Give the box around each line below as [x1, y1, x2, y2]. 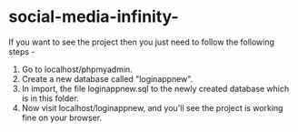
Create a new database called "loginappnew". [21, 73, 194, 84]
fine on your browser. [21, 112, 103, 123]
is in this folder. [21, 93, 79, 104]
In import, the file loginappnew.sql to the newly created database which [21, 83, 290, 94]
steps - [8, 46, 35, 56]
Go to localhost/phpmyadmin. [21, 64, 133, 75]
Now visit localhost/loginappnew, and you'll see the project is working [21, 102, 283, 113]
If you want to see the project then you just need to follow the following [8, 36, 274, 47]
